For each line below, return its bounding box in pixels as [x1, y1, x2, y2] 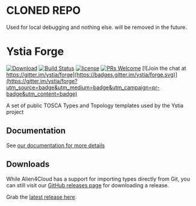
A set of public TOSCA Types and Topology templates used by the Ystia [6, 102, 184, 109]
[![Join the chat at [142, 64, 186, 72]
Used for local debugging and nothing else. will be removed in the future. [6, 23, 188, 31]
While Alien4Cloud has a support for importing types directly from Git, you [6, 175, 191, 183]
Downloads [6, 159, 50, 169]
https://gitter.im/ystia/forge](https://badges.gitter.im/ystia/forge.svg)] [6, 70, 177, 78]
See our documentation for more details [6, 142, 105, 149]
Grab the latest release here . [6, 193, 77, 201]
